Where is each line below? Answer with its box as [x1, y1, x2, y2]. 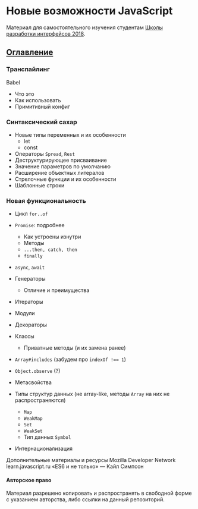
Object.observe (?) [14, 367, 61, 375]
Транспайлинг [6, 65, 51, 74]
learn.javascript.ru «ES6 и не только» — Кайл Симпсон [6, 463, 144, 470]
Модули [14, 310, 35, 317]
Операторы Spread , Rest [14, 150, 76, 157]
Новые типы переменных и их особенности [14, 131, 127, 138]
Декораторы [14, 321, 48, 328]
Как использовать [14, 96, 61, 103]
